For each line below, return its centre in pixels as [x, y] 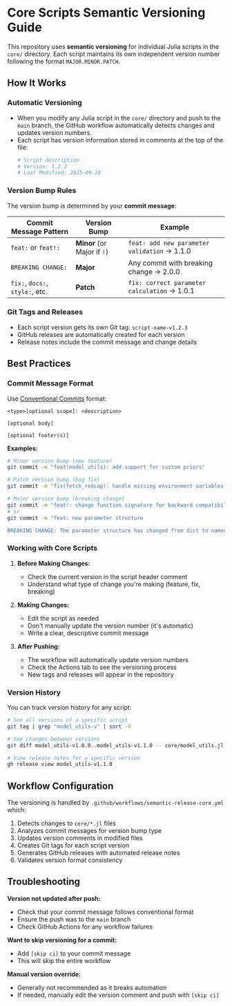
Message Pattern [40, 231]
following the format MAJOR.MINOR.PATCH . [64, 61]
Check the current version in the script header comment [107, 576]
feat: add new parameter [169, 243]
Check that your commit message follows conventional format [105, 912]
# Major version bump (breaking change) [66, 499]
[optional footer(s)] [38, 435]
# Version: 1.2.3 [42, 166]
